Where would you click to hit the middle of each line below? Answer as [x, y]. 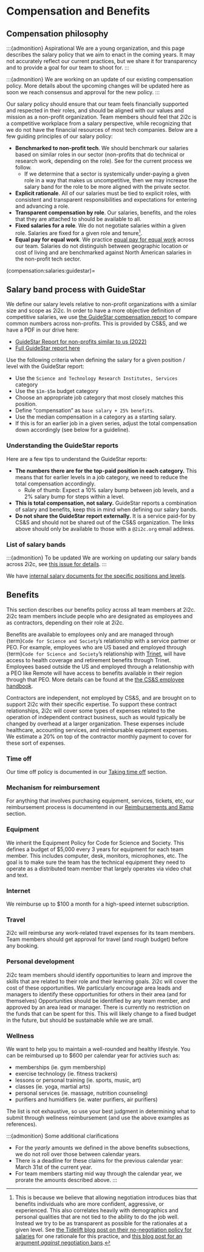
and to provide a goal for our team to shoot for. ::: [68, 67]
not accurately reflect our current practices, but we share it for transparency [102, 61]
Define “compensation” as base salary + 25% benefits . [85, 411]
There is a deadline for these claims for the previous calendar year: [99, 1160]
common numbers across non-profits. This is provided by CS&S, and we [97, 324]
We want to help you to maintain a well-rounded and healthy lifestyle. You [98, 1048]
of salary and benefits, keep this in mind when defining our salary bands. [106, 509]
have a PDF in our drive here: [42, 330]
